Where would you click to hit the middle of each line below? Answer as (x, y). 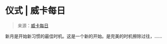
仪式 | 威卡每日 (35, 11)
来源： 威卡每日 (33, 25)
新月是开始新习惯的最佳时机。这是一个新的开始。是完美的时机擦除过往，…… (84, 36)
